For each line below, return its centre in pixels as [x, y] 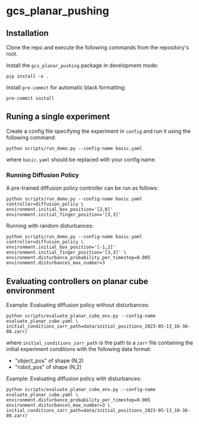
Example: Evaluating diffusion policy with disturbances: [74, 379]
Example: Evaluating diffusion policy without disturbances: [78, 305]
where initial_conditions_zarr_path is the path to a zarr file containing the [100, 343]
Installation [27, 33]
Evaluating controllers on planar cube [77, 281]
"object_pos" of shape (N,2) [49, 361]
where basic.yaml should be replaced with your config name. [81, 159]
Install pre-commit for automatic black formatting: [66, 87]
